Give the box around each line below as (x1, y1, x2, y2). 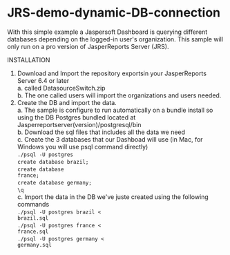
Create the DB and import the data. (17, 98, 117, 106)
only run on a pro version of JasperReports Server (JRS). (7, 42, 169, 50)
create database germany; (17, 179, 92, 186)
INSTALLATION (7, 55, 50, 64)
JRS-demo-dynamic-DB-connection (7, 5, 221, 21)
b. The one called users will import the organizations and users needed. (17, 91, 222, 100)
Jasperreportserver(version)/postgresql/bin (17, 120, 142, 129)
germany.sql (17, 241, 52, 248)
